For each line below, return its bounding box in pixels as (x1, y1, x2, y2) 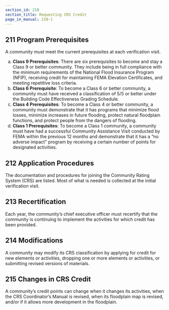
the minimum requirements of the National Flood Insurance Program (12, 69, 154, 76)
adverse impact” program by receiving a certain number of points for (12, 139, 156, 145)
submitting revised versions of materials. (5, 260, 90, 266)
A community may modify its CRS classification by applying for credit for (5, 250, 156, 256)
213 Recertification (5, 198, 67, 206)
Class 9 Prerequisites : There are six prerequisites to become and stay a (12, 58, 163, 65)
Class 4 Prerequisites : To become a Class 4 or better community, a (12, 101, 153, 107)
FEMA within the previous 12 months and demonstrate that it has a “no (12, 134, 159, 140)
